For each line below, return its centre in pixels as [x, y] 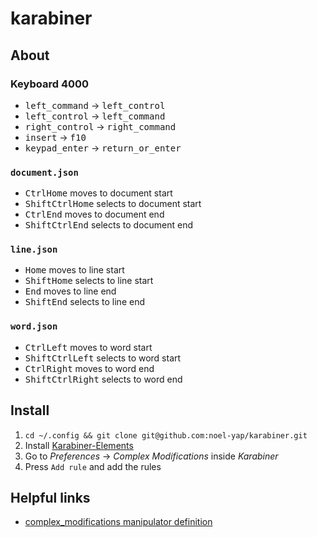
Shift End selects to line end [84, 302]
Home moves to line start [74, 270]
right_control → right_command [100, 126]
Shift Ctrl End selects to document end [109, 225]
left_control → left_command [95, 116]
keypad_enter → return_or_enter [103, 148]
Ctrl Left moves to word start [88, 347]
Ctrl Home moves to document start [98, 193]
